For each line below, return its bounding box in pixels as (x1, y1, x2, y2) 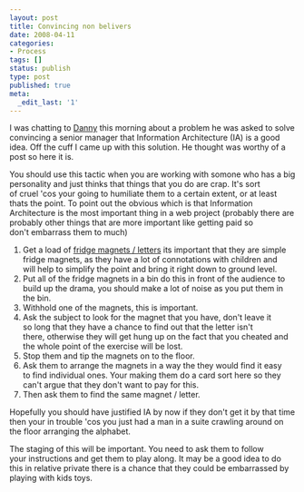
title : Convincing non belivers (9, 22, 132, 31)
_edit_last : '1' (17, 97, 79, 107)
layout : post (9, 13, 59, 23)
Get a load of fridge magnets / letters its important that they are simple (22, 244, 287, 255)
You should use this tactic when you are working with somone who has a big (9, 169, 296, 180)
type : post (9, 73, 51, 82)
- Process (9, 47, 47, 56)
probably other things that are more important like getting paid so (9, 217, 254, 228)
